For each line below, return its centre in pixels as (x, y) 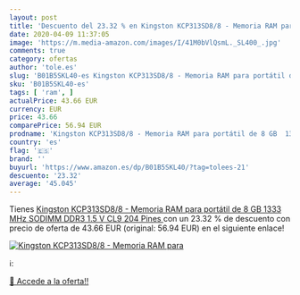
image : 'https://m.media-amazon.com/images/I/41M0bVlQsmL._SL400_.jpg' (145, 42)
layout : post (33, 17)
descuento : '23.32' (46, 175)
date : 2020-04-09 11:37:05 (59, 34)
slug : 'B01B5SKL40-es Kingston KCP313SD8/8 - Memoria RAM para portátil (147, 76)
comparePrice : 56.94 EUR (55, 126)
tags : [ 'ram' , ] (42, 92)
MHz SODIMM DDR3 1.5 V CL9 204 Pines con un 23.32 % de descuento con (150, 219)
